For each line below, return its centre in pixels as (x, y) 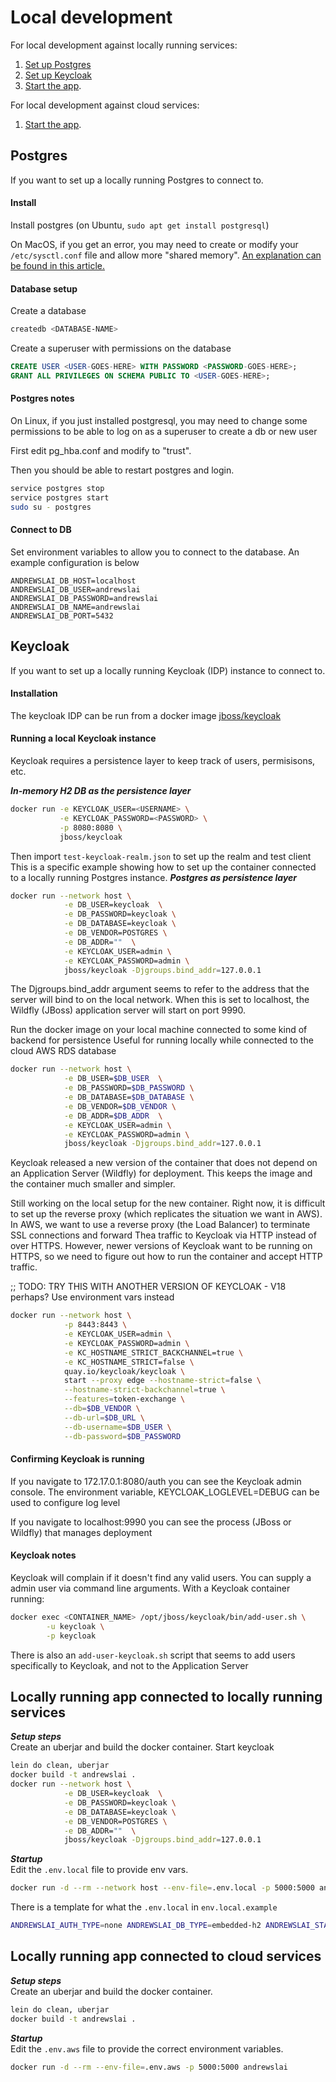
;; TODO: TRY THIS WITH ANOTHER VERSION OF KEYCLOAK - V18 (148, 1287)
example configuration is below (75, 562)
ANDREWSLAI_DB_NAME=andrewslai (75, 607)
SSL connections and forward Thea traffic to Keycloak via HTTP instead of (163, 1235)
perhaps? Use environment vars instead (92, 1297)
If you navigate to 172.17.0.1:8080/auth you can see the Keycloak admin (156, 1481)
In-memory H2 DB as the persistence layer (101, 791)
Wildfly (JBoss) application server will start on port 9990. (128, 1010)
